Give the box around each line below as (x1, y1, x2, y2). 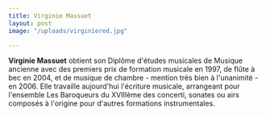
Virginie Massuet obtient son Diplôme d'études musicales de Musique (8, 56, 243, 65)
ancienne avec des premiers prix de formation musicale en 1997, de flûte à (8, 64, 256, 74)
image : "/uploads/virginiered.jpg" (8, 27, 128, 35)
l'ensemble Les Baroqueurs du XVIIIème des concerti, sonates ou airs (8, 90, 239, 100)
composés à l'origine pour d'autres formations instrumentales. (8, 98, 215, 109)
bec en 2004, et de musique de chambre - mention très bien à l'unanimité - (8, 73, 259, 83)
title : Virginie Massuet (8, 11, 92, 20)
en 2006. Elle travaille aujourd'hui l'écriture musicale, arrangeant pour (8, 81, 240, 91)
